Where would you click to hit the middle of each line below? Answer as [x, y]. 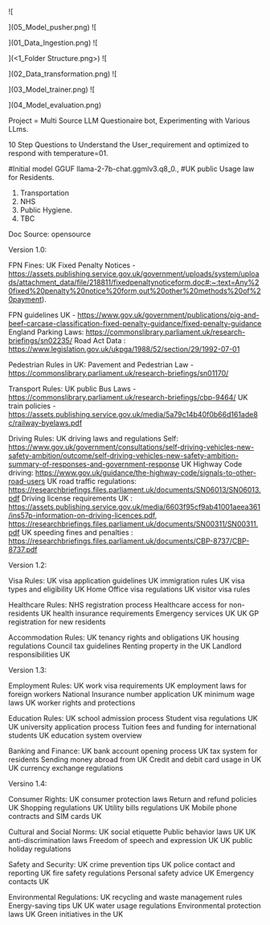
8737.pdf [23, 549]
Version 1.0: [28, 250]
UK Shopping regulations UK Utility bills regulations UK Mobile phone [123, 808]
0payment [25, 299]
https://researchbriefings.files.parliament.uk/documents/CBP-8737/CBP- [129, 541]
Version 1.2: [28, 565]
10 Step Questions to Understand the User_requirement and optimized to [129, 145]
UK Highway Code [212, 464]
